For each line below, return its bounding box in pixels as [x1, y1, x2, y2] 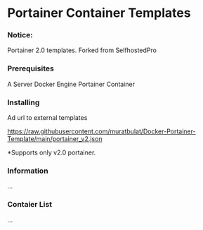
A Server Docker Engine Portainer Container [7, 80, 136, 88]
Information [7, 166, 48, 176]
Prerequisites [7, 63, 54, 73]
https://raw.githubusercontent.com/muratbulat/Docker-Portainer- [7, 127, 196, 135]
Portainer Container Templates [7, 5, 191, 21]
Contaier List [7, 200, 53, 210]
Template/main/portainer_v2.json [7, 135, 103, 143]
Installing [7, 97, 40, 107]
